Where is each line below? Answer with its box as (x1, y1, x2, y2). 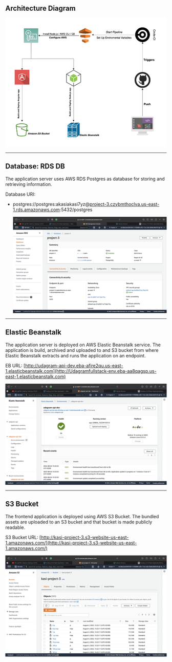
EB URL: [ (5, 362, 26, 369)
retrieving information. (5, 181, 52, 187)
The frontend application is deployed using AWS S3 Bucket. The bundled (5, 513, 159, 519)
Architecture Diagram (5, 4, 76, 13)
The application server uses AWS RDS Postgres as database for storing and (5, 176, 165, 182)
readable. (5, 524, 26, 531)
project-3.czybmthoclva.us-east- (89, 201, 160, 207)
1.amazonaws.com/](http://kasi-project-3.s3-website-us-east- (5, 539, 137, 546)
